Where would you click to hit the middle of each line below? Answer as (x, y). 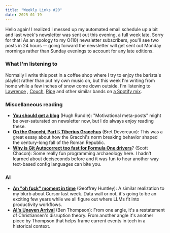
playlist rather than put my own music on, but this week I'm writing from (80, 80)
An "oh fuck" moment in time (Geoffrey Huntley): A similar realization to (89, 188)
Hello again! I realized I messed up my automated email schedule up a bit (82, 29)
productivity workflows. (37, 205)
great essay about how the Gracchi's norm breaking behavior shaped (85, 137)
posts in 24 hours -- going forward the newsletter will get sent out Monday (83, 45)
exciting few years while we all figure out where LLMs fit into (76, 199)
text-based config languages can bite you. (57, 164)
